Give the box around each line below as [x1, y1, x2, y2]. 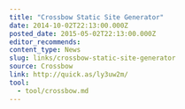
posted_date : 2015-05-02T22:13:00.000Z [9, 29, 157, 38]
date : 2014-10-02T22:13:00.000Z [9, 21, 128, 30]
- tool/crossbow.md [17, 86, 89, 95]
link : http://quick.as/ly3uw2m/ [9, 70, 128, 79]
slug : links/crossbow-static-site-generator [9, 54, 176, 62]
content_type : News [9, 46, 81, 54]
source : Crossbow [9, 62, 73, 71]
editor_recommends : [9, 37, 81, 47]
